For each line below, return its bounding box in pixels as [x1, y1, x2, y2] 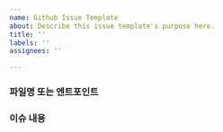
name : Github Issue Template [9, 13, 119, 22]
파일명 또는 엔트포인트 [9, 86, 99, 99]
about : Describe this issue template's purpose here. [9, 22, 216, 31]
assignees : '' [9, 47, 63, 56]
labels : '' [9, 38, 50, 48]
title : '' [9, 30, 47, 39]
